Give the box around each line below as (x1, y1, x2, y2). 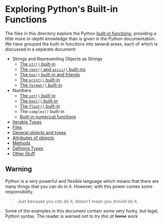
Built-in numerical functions (19, 113, 77, 119)
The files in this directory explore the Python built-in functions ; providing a (5, 30, 157, 36)
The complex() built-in (19, 108, 65, 114)
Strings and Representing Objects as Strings (12, 56, 103, 61)
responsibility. (5, 188, 34, 194)
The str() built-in (19, 61, 56, 67)
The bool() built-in (19, 98, 58, 104)
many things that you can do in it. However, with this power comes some (5, 183, 153, 189)
